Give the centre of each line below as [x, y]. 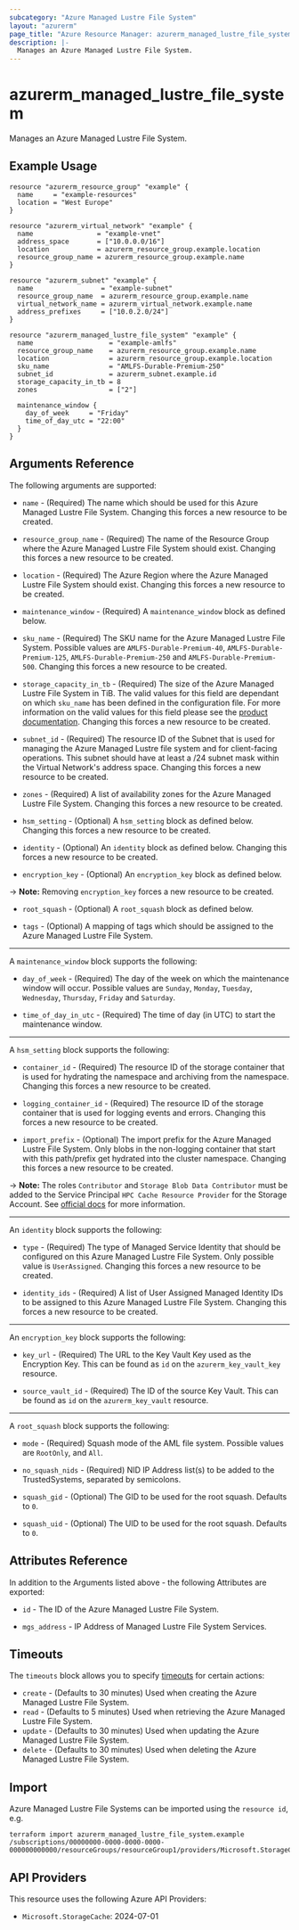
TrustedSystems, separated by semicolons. [101, 1479]
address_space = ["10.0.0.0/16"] [91, 242]
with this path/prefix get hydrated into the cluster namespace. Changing [154, 1158]
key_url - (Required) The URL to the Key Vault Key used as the [137, 1354]
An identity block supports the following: [86, 1229]
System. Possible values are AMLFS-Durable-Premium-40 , [124, 647]
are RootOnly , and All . [63, 1452]
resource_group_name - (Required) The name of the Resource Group [145, 538]
